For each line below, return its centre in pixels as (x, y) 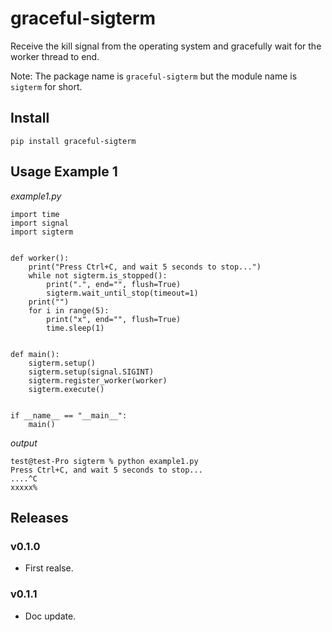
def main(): (35, 354)
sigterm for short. (46, 86)
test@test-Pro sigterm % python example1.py (104, 461)
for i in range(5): (69, 310)
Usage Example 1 (64, 172)
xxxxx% (24, 487)
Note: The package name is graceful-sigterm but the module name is (154, 76)
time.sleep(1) (75, 328)
